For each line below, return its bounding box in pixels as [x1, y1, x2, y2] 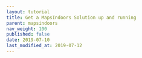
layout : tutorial [6, 8, 50, 15]
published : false [6, 31, 50, 37]
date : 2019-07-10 [6, 37, 50, 43]
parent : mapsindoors [6, 20, 59, 26]
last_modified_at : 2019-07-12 [6, 43, 83, 49]
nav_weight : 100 [6, 25, 47, 32]
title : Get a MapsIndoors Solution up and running [6, 14, 137, 21]
